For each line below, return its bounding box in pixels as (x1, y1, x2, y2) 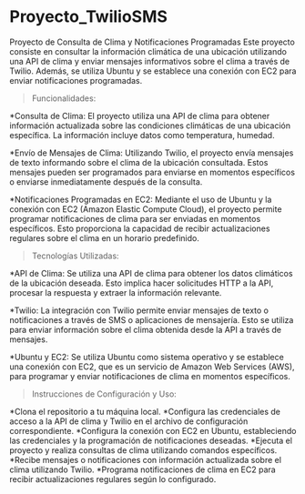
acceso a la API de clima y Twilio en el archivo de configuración (9, 416, 249, 427)
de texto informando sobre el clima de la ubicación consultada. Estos (9, 156, 269, 167)
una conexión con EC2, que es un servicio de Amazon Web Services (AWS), (9, 361, 295, 372)
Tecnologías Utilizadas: (31, 250, 120, 261)
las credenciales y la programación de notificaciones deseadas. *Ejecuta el (9, 435, 293, 446)
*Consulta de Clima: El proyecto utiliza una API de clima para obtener (9, 110, 270, 121)
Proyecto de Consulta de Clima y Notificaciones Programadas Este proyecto (9, 36, 296, 47)
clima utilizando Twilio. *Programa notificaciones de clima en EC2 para (9, 464, 276, 475)
